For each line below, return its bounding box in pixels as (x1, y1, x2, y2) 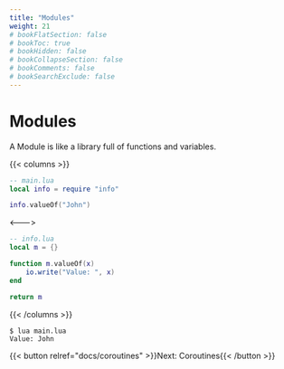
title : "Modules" (9, 13, 75, 23)
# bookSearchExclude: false (9, 72, 116, 81)
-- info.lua (9, 234, 54, 244)
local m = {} (9, 243, 59, 252)
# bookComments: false (9, 64, 95, 73)
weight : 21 (9, 22, 51, 31)
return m (9, 292, 43, 301)
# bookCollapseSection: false (9, 55, 124, 64)
